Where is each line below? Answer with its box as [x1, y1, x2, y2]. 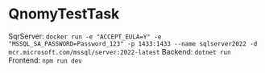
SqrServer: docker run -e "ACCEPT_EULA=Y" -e [8, 31, 162, 41]
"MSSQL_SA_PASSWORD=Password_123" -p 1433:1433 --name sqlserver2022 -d [8, 39, 258, 48]
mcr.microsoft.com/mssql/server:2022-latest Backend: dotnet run [8, 47, 231, 56]
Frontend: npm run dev [8, 55, 82, 65]
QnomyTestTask [8, 5, 120, 23]
